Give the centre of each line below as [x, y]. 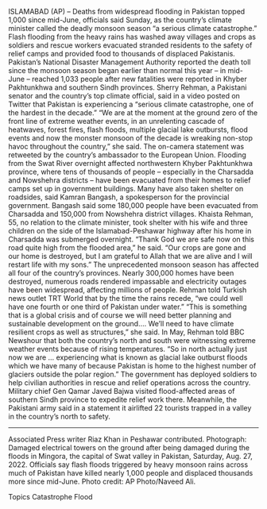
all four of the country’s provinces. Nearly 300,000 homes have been [121, 273]
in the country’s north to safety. [60, 416]
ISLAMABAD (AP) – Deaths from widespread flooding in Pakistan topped [127, 12]
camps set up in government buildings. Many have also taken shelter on [126, 189]
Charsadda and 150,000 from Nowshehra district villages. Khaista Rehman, [131, 214]
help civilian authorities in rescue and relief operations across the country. [130, 383]
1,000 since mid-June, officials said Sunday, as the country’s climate [120, 20]
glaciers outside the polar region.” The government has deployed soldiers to [133, 374]
